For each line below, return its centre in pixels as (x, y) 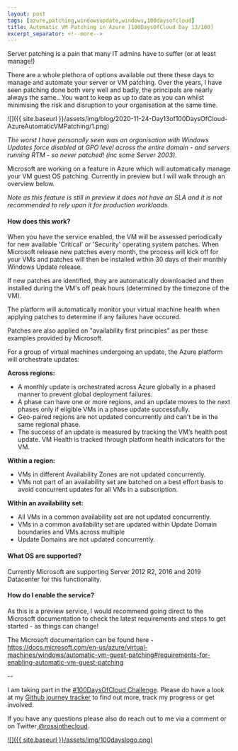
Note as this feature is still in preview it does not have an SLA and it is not (115, 197)
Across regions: (31, 373)
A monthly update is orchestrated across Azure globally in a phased (117, 387)
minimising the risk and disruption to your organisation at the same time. (113, 105)
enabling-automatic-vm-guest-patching (66, 662)
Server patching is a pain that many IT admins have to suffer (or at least (112, 54)
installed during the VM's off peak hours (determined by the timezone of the (118, 288)
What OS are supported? (44, 556)
